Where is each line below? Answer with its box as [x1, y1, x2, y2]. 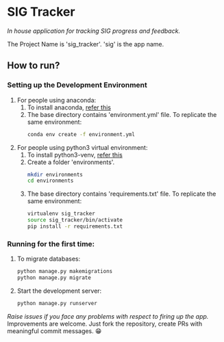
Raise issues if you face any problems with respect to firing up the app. [7, 312, 209, 320]
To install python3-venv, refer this [27, 150, 123, 159]
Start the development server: [16, 287, 102, 295]
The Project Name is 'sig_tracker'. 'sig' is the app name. [7, 40, 164, 48]
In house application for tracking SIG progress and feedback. [7, 27, 180, 35]
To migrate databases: [16, 254, 81, 263]
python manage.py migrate [16, 274, 91, 281]
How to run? [7, 60, 60, 72]
